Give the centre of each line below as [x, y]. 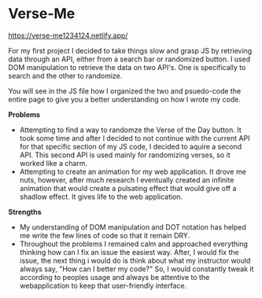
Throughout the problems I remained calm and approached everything [133, 244]
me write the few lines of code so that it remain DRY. [105, 235]
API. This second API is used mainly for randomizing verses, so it [125, 155]
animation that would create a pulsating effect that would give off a [128, 188]
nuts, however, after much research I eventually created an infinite [127, 180]
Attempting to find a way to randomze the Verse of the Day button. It [130, 130]
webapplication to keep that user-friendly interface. [103, 285]
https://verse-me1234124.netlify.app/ [68, 35]
